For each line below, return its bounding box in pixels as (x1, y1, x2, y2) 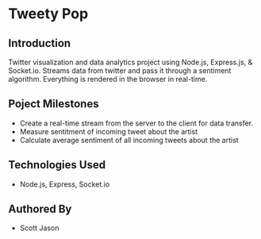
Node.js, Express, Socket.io (19, 179, 110, 189)
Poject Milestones (8, 97, 99, 111)
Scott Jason (19, 223, 59, 233)
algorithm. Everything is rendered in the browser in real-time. (8, 75, 208, 83)
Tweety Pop (8, 5, 89, 23)
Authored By (8, 202, 72, 216)
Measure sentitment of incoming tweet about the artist (19, 126, 198, 136)
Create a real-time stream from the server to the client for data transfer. (19, 118, 254, 128)
